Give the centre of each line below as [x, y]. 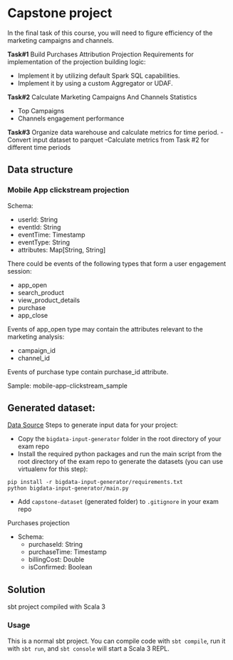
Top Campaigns [41, 110]
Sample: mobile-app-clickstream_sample [68, 386]
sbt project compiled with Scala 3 [56, 607]
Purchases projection [38, 523]
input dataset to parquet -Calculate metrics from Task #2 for [121, 140]
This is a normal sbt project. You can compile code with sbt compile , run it [116, 641]
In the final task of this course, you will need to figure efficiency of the [110, 33]
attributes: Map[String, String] [62, 249]
